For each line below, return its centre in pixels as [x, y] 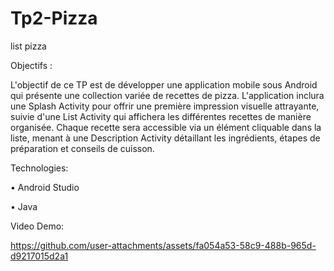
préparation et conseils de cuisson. [82, 148]
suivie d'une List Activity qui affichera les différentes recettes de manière [161, 116]
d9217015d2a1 [39, 256]
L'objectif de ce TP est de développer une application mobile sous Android [164, 84]
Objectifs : [31, 65]
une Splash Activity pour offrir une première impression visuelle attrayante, [165, 106]
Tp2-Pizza [54, 18]
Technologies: [39, 168]
